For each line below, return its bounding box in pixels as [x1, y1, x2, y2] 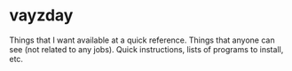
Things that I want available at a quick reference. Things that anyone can [9, 35, 275, 45]
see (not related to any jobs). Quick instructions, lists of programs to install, [9, 43, 284, 54]
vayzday [9, 5, 74, 26]
